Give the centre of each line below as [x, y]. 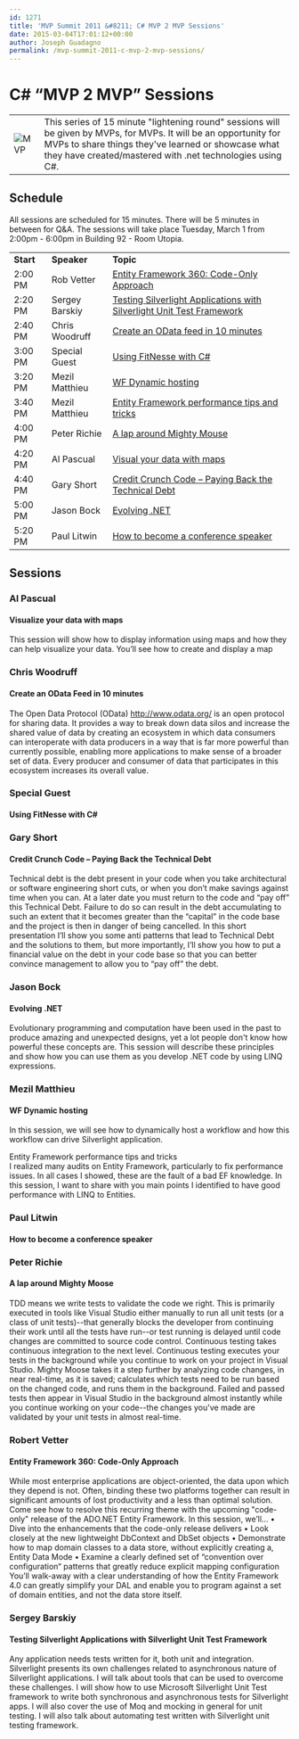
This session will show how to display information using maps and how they [148, 639]
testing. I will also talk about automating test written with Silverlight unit [139, 1716]
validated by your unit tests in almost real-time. [95, 1417]
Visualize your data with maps [66, 620]
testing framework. [44, 1726]
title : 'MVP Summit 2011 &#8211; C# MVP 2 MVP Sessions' [117, 26]
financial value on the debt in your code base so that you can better [133, 954]
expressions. [32, 1066]
